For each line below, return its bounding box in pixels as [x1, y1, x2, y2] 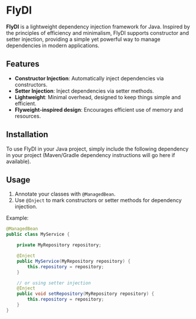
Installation [6, 129, 48, 139]
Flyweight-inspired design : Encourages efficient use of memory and [14, 106, 184, 113]
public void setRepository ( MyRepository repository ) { [17, 291, 155, 297]
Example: [6, 214, 29, 222]
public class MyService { [6, 232, 70, 237]
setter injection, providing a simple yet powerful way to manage [6, 35, 161, 43]
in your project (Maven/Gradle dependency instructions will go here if [6, 151, 175, 158]
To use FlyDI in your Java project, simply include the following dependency [6, 145, 189, 152]
